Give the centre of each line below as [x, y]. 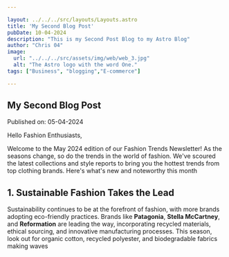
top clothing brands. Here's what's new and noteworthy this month [102, 171]
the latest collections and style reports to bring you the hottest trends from [113, 163]
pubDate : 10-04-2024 [37, 33]
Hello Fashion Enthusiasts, [45, 135]
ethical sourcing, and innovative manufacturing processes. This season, [110, 231]
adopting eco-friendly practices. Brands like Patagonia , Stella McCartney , [113, 217]
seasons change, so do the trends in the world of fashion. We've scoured [111, 156]
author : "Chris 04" [35, 46]
